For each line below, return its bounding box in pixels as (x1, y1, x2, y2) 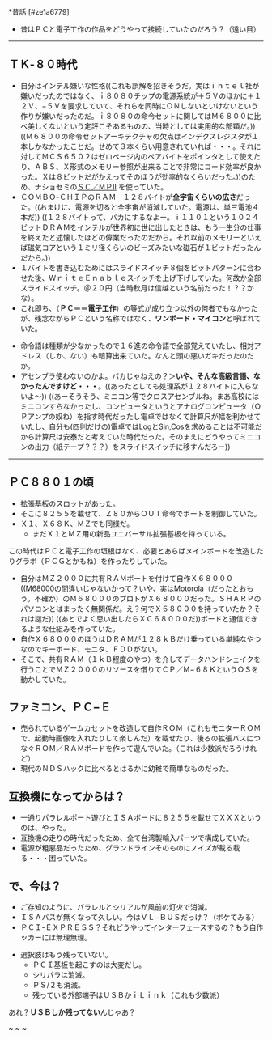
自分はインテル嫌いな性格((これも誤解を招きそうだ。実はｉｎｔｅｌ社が (19, 80, 260, 91)
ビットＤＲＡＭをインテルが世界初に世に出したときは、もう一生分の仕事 (19, 222, 261, 232)
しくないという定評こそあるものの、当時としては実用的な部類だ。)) (34, 121, 256, 131)
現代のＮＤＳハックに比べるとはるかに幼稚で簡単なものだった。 (19, 764, 233, 774)
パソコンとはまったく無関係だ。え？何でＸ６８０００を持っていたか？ (19, 604, 254, 613)
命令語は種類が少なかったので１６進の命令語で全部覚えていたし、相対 (19, 341, 255, 350)
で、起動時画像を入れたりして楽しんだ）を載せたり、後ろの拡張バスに (19, 733, 254, 743)
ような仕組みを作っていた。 (27, 624, 120, 634)
